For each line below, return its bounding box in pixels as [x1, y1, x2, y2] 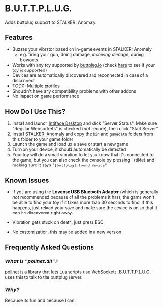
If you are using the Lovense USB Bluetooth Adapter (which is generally [12, 189, 159, 195]
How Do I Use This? [5, 107, 65, 116]
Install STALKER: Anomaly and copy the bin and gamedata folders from [12, 131, 153, 137]
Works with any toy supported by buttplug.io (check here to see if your [12, 62, 155, 68]
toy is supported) [12, 67, 47, 73]
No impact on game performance [12, 93, 80, 99]
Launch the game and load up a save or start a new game [12, 141, 129, 147]
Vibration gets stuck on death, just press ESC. [12, 219, 105, 225]
